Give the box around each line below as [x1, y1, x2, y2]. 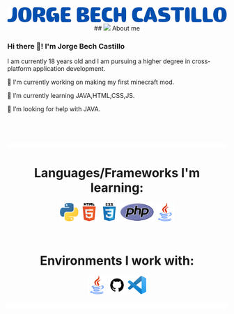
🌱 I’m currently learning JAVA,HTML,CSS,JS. [7, 92, 135, 100]
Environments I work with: [40, 253, 194, 268]
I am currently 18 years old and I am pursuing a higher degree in [7, 57, 191, 65]
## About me [93, 24, 141, 33]
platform [7, 65, 31, 73]
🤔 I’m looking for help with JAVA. [7, 105, 101, 113]
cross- [192, 57, 211, 65]
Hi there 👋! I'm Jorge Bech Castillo [7, 42, 125, 51]
